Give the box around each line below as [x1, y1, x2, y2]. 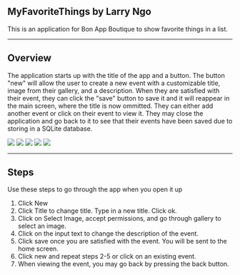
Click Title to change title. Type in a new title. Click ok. [17, 206, 177, 215]
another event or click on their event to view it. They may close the [7, 109, 204, 117]
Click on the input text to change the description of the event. [17, 229, 199, 238]
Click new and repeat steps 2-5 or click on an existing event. [17, 252, 196, 261]
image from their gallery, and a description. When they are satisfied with [7, 86, 220, 95]
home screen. [17, 244, 59, 253]
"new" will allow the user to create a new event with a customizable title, [7, 79, 221, 87]
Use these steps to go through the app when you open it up [7, 185, 183, 194]
